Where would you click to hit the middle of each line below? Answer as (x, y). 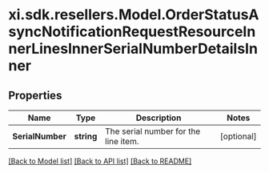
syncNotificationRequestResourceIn (132, 32)
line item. (122, 141)
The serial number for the (153, 131)
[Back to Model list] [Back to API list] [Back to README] (100, 161)
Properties (35, 95)
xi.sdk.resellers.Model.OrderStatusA (134, 15)
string (86, 136)
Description (159, 118)
